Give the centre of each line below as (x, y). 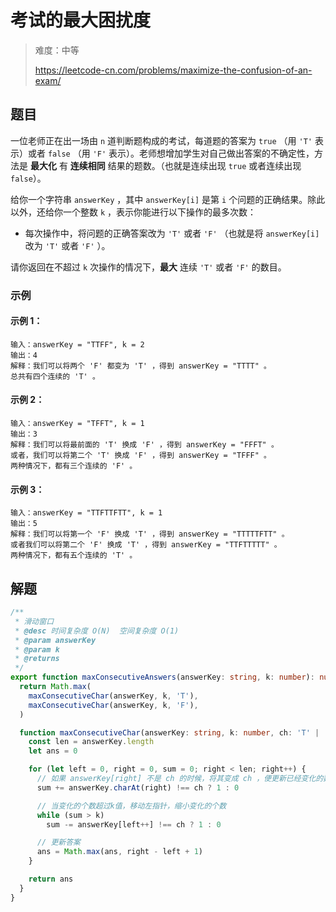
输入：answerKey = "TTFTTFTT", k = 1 (86, 513)
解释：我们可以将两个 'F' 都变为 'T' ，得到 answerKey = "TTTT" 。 (141, 366)
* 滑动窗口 (34, 621)
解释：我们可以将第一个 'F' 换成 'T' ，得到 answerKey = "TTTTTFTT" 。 (150, 534)
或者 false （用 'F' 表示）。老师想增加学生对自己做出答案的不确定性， (171, 153)
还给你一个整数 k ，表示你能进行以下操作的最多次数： (146, 212)
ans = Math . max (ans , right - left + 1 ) (119, 852)
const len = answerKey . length (91, 742)
